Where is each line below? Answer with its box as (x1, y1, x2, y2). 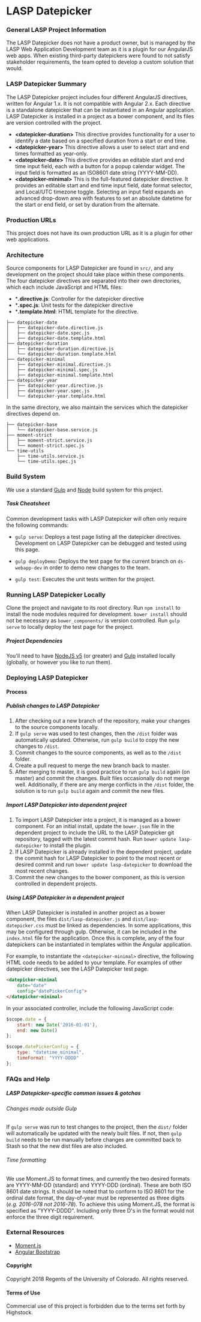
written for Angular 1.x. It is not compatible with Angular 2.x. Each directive (6, 100, 191, 107)
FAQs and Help (6, 1075, 50, 1083)
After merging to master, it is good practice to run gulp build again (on (14, 768, 190, 775)
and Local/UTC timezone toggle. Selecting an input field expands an (14, 188, 184, 195)
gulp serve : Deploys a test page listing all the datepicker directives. (14, 533, 182, 540)
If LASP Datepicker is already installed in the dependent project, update (14, 848, 192, 855)
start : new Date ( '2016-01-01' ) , (17, 1022, 98, 1028)
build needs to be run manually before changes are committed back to (6, 1136, 182, 1144)
